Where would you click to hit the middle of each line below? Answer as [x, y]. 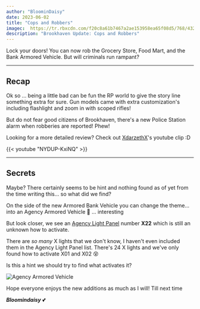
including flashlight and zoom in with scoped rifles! [68, 108]
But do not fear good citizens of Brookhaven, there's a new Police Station [96, 119]
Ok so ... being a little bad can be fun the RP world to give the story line [93, 95]
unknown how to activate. [38, 229]
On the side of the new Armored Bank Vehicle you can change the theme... [98, 205]
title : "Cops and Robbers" [40, 23]
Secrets [21, 173]
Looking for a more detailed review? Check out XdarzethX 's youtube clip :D [99, 137]
